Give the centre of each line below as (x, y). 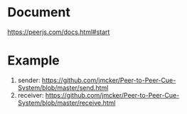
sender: (29, 80)
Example (33, 61)
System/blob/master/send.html (63, 87)
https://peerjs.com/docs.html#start (59, 32)
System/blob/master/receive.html (66, 103)
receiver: (31, 95)
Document (39, 12)
